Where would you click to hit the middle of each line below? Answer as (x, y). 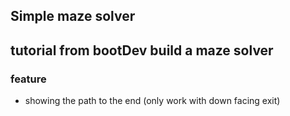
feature (28, 79)
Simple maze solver (73, 16)
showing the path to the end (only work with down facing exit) (152, 101)
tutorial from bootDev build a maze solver (142, 50)
